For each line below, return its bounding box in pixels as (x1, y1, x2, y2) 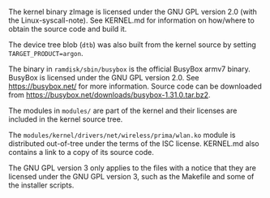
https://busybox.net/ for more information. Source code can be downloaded (8, 81, 262, 91)
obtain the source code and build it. (8, 24, 127, 33)
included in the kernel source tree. (8, 114, 123, 124)
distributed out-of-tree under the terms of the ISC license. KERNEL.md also (8, 139, 259, 148)
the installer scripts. (8, 180, 75, 190)
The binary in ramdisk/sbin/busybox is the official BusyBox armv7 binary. (8, 64, 251, 74)
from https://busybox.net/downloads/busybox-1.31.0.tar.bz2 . (8, 90, 211, 100)
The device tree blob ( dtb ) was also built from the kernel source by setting (8, 40, 257, 49)
